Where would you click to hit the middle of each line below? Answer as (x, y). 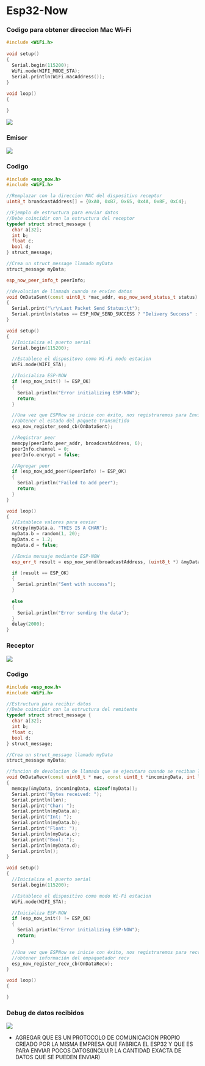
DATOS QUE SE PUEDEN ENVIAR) (58, 1057)
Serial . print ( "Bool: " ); (43, 839)
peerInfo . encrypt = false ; (46, 455)
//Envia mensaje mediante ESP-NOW (56, 556)
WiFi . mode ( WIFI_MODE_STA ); (46, 71)
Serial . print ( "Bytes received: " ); (57, 794)
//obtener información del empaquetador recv (71, 958)
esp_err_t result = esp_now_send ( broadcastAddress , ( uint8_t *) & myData (106, 562)
